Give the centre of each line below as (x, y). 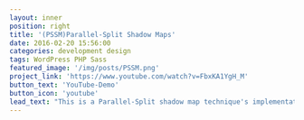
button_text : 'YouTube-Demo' (64, 85)
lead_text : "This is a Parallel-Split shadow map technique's (129, 102)
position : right (40, 26)
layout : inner (36, 18)
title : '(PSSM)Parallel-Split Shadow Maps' (93, 34)
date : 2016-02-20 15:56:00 (60, 43)
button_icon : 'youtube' (54, 93)
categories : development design (70, 51)
